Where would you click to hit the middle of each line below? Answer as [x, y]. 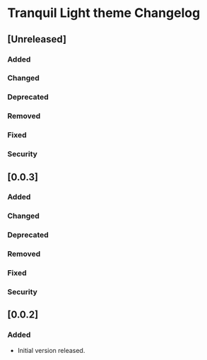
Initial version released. [51, 350]
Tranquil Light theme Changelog [104, 13]
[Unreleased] [37, 39]
